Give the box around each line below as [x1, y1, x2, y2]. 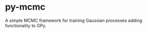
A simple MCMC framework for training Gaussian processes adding [5, 17, 143, 23]
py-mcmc [5, 1, 46, 13]
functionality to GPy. [5, 22, 47, 28]
